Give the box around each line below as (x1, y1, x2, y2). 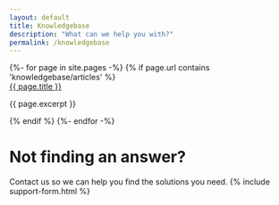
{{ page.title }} (9, 81, 63, 92)
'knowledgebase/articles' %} (9, 72, 116, 83)
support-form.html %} (9, 186, 91, 197)
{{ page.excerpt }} (9, 99, 77, 110)
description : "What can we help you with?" (9, 29, 174, 38)
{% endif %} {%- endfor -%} (9, 116, 115, 127)
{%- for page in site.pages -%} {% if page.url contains (9, 62, 210, 73)
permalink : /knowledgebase (9, 37, 110, 47)
